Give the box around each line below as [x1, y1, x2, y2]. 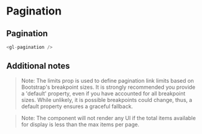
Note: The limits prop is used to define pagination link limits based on [21, 77, 194, 84]
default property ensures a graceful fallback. [21, 103, 133, 110]
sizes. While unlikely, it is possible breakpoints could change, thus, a [21, 96, 192, 103]
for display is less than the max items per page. [21, 121, 140, 128]
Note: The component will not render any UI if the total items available [21, 114, 196, 121]
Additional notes [6, 61, 70, 71]
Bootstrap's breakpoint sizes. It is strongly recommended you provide [21, 83, 196, 91]
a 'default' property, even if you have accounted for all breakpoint [21, 89, 186, 97]
